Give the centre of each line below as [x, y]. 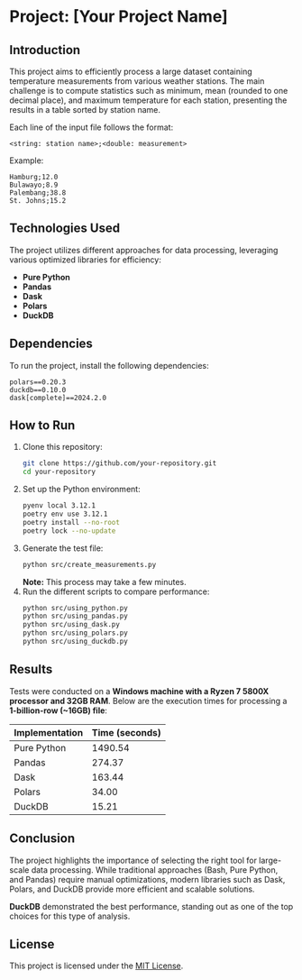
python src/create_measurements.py [89, 564]
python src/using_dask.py [71, 625]
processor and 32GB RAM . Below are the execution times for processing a [148, 701]
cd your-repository [59, 472]
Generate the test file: [63, 548]
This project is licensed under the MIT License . [96, 966]
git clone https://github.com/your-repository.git [119, 463]
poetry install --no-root [71, 522]
